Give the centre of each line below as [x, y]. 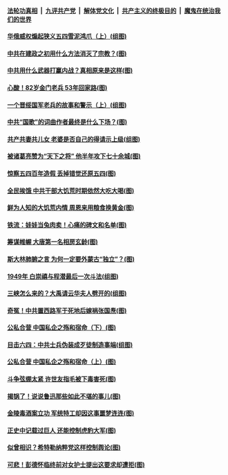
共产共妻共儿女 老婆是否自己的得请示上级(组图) [74, 139]
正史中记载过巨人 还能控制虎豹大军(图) [61, 430]
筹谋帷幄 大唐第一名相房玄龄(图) [53, 242]
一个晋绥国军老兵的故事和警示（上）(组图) [67, 105]
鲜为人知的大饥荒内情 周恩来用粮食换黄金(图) [71, 208]
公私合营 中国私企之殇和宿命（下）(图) [61, 328]
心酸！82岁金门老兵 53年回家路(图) [57, 87]
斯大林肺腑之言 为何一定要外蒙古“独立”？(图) [71, 259]
